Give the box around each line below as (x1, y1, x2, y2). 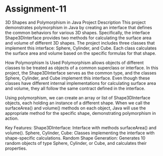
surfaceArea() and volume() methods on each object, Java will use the (5, 105, 146, 111)
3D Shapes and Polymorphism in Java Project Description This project (5, 19, 146, 25)
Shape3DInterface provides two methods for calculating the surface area (5, 35, 152, 41)
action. (5, 115, 19, 121)
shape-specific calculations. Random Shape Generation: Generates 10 (5, 135, 146, 141)
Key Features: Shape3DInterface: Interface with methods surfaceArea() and (5, 125, 157, 130)
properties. (5, 145, 27, 151)
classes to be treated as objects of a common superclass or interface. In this (5, 64, 159, 71)
